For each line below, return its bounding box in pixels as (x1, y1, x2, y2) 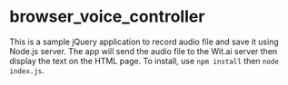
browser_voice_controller (9, 6, 205, 27)
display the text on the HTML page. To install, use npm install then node (9, 55, 280, 66)
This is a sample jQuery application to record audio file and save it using (9, 36, 279, 47)
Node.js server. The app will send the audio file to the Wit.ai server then (9, 45, 278, 56)
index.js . (9, 65, 45, 76)
